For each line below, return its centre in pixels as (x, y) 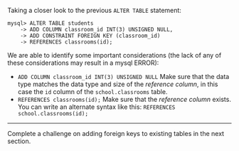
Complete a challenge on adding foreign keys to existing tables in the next (116, 134)
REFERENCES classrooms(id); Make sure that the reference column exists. (124, 99)
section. (19, 141)
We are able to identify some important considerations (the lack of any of (115, 55)
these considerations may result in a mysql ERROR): (83, 63)
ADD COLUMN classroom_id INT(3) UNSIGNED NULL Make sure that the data (123, 77)
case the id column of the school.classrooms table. (92, 92)
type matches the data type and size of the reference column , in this (118, 84)
